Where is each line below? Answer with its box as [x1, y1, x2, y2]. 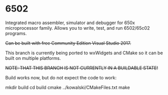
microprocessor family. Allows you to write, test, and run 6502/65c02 [5, 25, 150, 31]
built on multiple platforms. [5, 55, 61, 61]
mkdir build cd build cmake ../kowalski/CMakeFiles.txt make [5, 84, 130, 90]
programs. [5, 30, 27, 36]
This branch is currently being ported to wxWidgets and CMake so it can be [5, 50, 163, 56]
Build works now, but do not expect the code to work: [5, 74, 117, 80]
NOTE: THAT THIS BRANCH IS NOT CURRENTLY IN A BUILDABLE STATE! [5, 65, 158, 71]
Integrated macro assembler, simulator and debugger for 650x [5, 20, 135, 26]
